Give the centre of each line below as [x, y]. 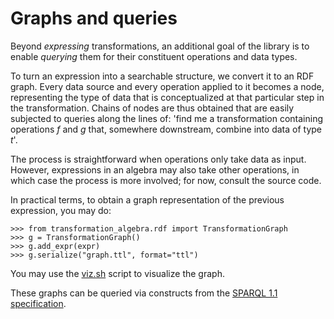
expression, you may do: [61, 210]
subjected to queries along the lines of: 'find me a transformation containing [166, 118]
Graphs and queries [94, 18]
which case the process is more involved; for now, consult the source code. [166, 180]
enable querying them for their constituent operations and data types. [154, 56]
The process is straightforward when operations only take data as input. [158, 159]
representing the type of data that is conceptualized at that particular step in [167, 97]
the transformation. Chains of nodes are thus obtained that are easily [152, 108]
